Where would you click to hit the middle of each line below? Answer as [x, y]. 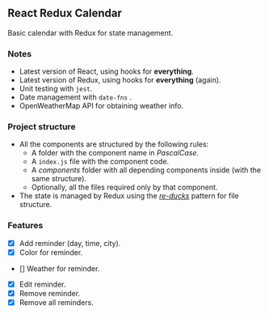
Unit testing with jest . [56, 89]
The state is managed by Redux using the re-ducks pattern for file [129, 196]
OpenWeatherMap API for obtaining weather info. [101, 106]
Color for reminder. [51, 252]
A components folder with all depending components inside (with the [146, 170]
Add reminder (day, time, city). [70, 243]
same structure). [59, 179]
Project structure [42, 127]
